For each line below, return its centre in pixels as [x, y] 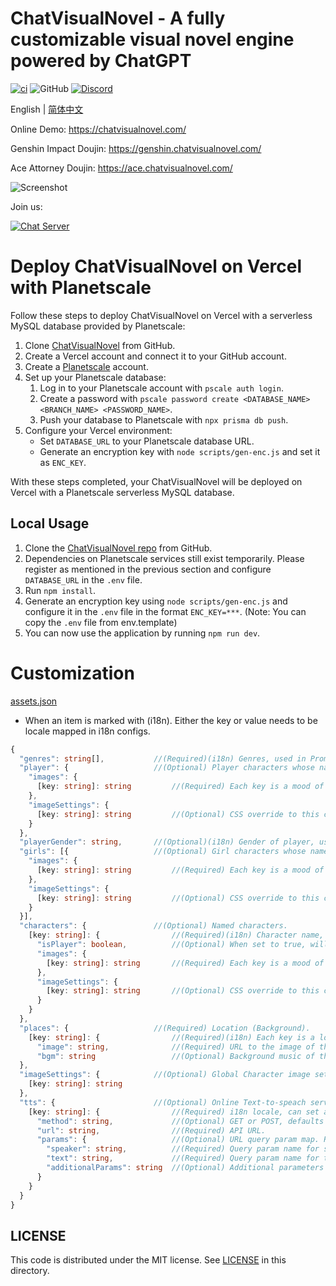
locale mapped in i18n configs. [87, 731]
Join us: [26, 206]
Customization [72, 673]
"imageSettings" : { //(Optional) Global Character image [165, 1075]
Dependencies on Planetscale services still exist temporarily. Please [164, 558]
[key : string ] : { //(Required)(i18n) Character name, [176, 935]
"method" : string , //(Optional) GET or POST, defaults [180, 1121]
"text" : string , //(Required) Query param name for [183, 1158]
